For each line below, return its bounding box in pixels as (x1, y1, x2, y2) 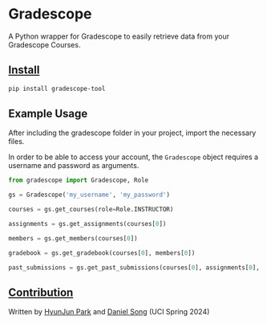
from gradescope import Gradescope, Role (8, 176, 149, 185)
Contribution (8, 285, 74, 299)
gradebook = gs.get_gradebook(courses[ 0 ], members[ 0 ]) (8, 248, 196, 257)
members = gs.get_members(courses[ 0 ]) (8, 234, 138, 242)
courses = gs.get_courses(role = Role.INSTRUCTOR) (8, 206, 174, 214)
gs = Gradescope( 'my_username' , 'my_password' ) (8, 191, 171, 199)
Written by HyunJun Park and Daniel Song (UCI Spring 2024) (8, 307, 210, 317)
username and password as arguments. (8, 161, 140, 170)
